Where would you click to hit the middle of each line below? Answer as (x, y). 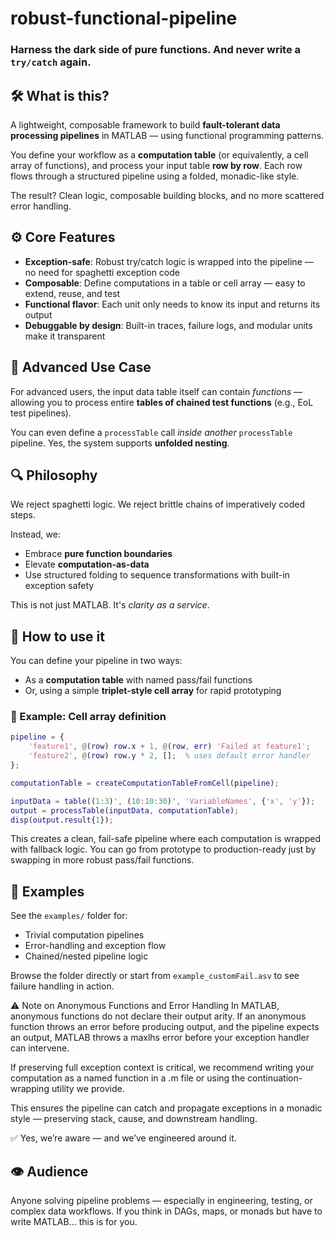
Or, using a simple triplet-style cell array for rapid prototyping (153, 691)
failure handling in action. (62, 986)
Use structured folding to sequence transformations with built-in (157, 575)
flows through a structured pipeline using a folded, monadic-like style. (155, 176)
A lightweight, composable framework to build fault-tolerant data (145, 124)
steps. (23, 515)
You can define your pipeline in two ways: (96, 661)
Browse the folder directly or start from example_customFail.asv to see (155, 976)
